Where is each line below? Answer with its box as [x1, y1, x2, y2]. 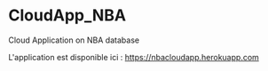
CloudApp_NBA [8, 5, 126, 26]
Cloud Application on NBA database [8, 35, 139, 45]
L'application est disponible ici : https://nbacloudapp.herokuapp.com [8, 51, 259, 62]
